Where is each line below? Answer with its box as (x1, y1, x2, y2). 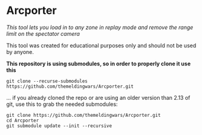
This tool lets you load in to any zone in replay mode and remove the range (6, 24, 194, 31)
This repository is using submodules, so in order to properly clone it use (6, 60, 191, 67)
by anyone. (6, 48, 34, 55)
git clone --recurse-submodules (6, 78, 88, 84)
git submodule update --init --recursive (6, 122, 112, 129)
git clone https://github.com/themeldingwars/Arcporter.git (6, 112, 161, 118)
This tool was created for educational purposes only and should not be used (6, 42, 197, 49)
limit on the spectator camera (6, 30, 80, 37)
